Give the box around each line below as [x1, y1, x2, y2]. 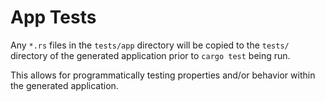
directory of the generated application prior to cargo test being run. [10, 49, 291, 61]
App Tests [10, 6, 97, 29]
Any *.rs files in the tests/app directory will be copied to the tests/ [10, 39, 290, 51]
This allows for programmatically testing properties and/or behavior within [10, 69, 316, 81]
